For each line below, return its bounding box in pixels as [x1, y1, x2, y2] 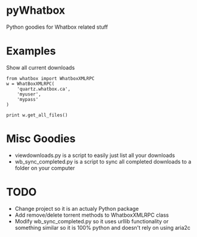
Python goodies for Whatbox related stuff [6, 23, 109, 30]
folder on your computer [14, 164, 75, 171]
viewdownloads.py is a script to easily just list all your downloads [14, 152, 175, 159]
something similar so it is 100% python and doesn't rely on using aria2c [14, 224, 191, 231]
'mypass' [17, 96, 39, 102]
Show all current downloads [6, 64, 75, 71]
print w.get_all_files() [6, 112, 68, 118]
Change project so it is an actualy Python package [14, 205, 139, 212]
